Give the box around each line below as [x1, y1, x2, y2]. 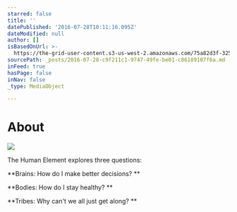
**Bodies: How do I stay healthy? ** [7, 183, 113, 192]
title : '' [7, 17, 37, 24]
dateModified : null [7, 30, 65, 37]
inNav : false [7, 76, 46, 83]
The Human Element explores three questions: [7, 156, 142, 165]
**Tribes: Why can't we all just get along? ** [7, 197, 138, 206]
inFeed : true [7, 63, 46, 70]
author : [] [7, 37, 39, 44]
